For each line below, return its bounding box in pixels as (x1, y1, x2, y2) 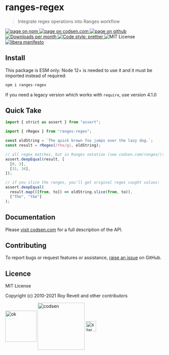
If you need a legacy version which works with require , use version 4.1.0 (5, 91, 157, 98)
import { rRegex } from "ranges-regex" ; (5, 129, 92, 134)
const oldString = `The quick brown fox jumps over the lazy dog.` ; (5, 138, 153, 143)
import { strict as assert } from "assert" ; (5, 120, 101, 125)
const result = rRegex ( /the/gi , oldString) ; (5, 143, 101, 148)
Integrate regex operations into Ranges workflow (17, 18, 120, 24)
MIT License (5, 283, 31, 289)
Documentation (5, 213, 56, 222)
